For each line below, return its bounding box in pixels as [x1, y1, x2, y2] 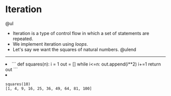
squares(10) [5, 81, 31, 87]
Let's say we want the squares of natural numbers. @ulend [12, 46, 136, 52]
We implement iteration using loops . [12, 41, 88, 47]
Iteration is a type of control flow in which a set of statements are [12, 30, 149, 36]
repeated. [12, 36, 33, 42]
